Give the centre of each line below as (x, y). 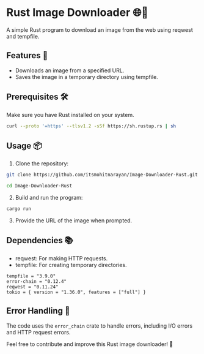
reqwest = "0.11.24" (33, 287)
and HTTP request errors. (38, 332)
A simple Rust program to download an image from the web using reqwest (100, 29)
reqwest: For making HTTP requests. (61, 258)
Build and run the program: (49, 198)
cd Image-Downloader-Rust (39, 186)
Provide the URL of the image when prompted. (74, 220)
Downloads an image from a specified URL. (70, 70)
